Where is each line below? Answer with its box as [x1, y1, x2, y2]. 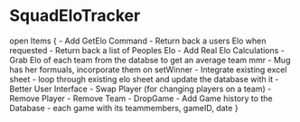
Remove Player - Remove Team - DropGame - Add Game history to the [9, 92, 273, 104]
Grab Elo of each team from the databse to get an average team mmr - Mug [9, 54, 291, 65]
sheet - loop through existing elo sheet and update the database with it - [9, 73, 279, 84]
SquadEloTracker [9, 5, 141, 26]
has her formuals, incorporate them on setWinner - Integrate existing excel [9, 64, 287, 75]
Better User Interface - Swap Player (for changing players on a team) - [9, 83, 272, 94]
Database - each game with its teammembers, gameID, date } [9, 102, 239, 113]
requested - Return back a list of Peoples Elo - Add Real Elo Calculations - [9, 44, 285, 55]
